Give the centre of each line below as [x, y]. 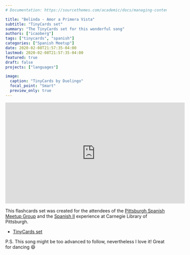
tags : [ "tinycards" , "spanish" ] [40, 38]
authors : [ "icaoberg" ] [29, 34]
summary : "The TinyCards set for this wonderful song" [65, 29]
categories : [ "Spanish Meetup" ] [40, 43]
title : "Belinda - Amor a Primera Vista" [50, 19]
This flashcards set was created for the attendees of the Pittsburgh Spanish [85, 210]
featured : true [22, 57]
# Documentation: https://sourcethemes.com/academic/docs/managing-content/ [89, 10]
